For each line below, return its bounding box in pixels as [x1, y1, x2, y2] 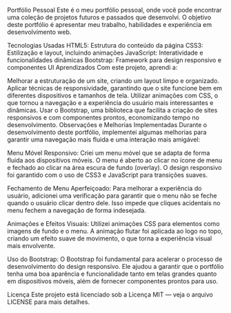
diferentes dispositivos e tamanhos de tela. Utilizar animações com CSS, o [7, 91, 219, 99]
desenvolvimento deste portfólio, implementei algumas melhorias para [7, 128, 207, 136]
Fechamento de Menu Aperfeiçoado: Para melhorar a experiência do [7, 184, 202, 192]
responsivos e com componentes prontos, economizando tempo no [7, 113, 200, 122]
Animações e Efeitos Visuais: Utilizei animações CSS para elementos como [7, 220, 220, 227]
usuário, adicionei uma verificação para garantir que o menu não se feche [7, 191, 217, 200]
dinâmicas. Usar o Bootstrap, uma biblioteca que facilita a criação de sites [7, 106, 218, 114]
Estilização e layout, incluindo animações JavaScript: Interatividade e [7, 48, 203, 57]
